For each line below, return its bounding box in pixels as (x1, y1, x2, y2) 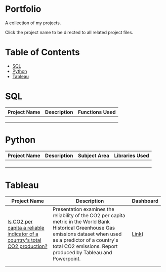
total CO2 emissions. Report (52, 243, 118, 250)
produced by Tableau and (52, 249, 112, 256)
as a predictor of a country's (52, 236, 119, 243)
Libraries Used (114, 152, 149, 159)
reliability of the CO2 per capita (52, 212, 125, 219)
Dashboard (131, 197, 159, 204)
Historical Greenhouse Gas (52, 224, 115, 231)
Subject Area (78, 152, 110, 159)
